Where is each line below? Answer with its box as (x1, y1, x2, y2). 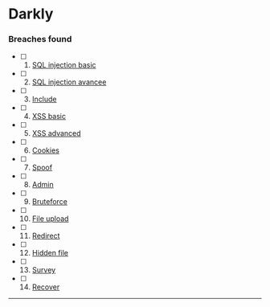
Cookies (31, 145, 60, 155)
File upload (31, 214, 69, 223)
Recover (31, 282, 60, 292)
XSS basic (31, 112, 67, 121)
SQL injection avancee (31, 77, 107, 87)
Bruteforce (31, 197, 68, 207)
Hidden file (31, 248, 69, 258)
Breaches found (8, 34, 72, 45)
